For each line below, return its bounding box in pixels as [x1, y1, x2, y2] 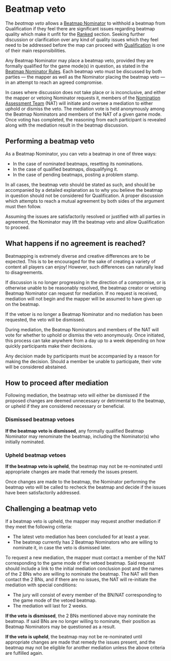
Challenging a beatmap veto [5, 505, 97, 513]
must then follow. [5, 203, 42, 209]
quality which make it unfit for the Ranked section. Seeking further [5, 31, 145, 37]
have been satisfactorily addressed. [5, 489, 81, 495]
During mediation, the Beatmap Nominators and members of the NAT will [5, 326, 159, 332]
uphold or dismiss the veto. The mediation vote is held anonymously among [5, 105, 165, 112]
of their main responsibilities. [5, 47, 67, 53]
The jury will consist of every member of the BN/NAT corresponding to [12, 592, 162, 598]
